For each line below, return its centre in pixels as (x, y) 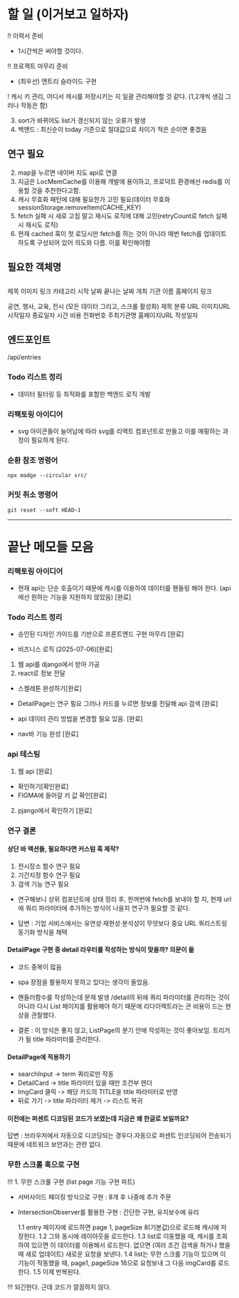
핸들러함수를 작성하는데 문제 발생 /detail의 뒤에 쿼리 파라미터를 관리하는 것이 (123, 997)
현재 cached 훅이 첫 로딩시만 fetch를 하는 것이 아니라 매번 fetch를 (110, 233)
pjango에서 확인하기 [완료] (55, 810)
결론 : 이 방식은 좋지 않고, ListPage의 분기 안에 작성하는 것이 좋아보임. (115, 1030)
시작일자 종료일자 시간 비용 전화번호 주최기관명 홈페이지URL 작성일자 (103, 315)
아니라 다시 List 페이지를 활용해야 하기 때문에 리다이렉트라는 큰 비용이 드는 (121, 1006)
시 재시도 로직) (38, 225)
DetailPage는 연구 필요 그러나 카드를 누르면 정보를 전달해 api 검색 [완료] (118, 704)
